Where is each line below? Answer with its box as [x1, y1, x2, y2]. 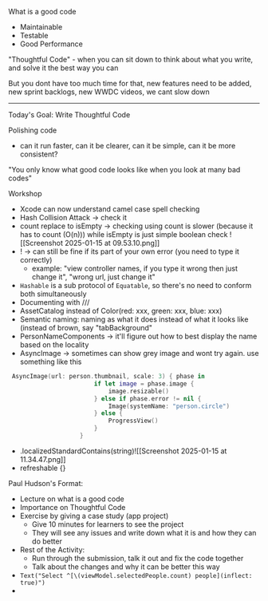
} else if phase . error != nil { [93, 394, 202, 402]
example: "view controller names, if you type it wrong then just [31, 263, 238, 273]
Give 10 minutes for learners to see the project [31, 519, 184, 529]
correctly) [19, 255, 53, 264]
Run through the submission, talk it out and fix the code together [31, 553, 244, 563]
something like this [19, 357, 82, 366]
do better [31, 536, 62, 546]
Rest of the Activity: [19, 544, 85, 554]
